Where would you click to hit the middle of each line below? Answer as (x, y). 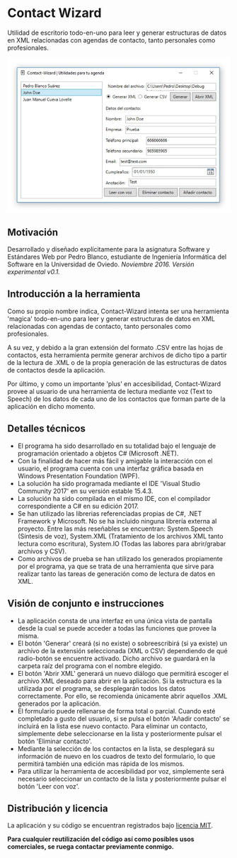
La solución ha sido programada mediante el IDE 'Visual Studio (109, 483)
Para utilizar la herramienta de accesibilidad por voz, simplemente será (121, 771)
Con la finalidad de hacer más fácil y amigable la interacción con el (115, 461)
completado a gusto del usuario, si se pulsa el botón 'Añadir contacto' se (123, 718)
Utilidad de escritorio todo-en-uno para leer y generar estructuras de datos (117, 33)
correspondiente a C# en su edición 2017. (78, 506)
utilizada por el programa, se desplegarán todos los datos (102, 688)
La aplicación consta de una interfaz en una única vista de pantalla (115, 621)
